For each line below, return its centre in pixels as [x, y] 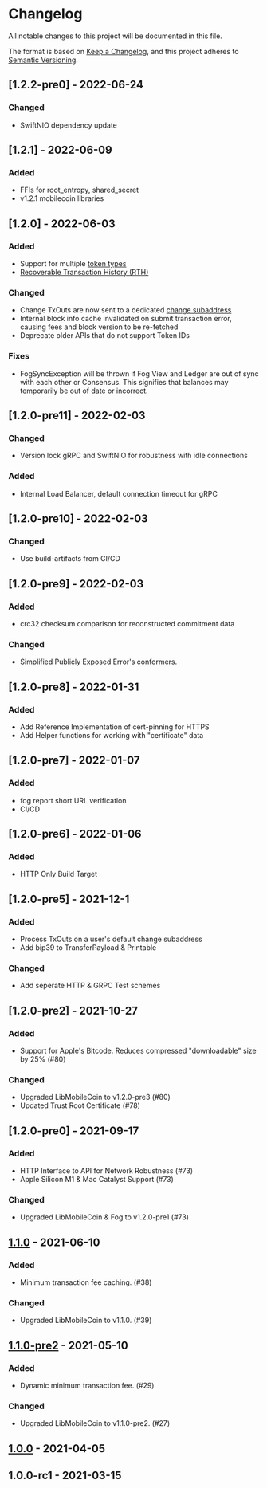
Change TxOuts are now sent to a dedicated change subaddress [126, 310]
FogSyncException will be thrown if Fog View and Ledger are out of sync [139, 373]
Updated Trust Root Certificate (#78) [80, 1105]
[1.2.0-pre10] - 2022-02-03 [79, 518]
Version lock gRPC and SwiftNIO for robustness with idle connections [134, 456]
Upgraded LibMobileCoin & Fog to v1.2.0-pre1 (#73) [104, 1217]
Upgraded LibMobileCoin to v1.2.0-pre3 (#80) [95, 1097]
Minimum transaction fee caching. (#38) [86, 1282]
